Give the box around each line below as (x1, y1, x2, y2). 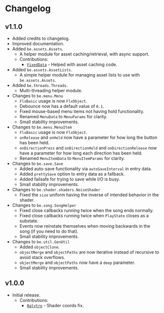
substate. (19, 218, 39, 224)
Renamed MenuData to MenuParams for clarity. (19, 114, 108, 119)
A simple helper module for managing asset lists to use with (19, 72, 140, 78)
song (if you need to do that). (19, 229, 79, 234)
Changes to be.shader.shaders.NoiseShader (12, 187, 100, 192)
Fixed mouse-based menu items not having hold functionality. (19, 108, 144, 114)
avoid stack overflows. (19, 255, 65, 260)
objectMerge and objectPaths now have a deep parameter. (19, 260, 136, 265)
